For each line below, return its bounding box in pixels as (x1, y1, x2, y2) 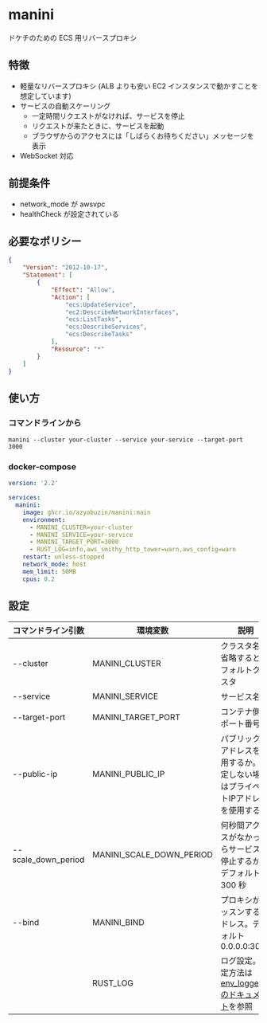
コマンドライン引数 (12, 625, 85, 636)
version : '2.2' (8, 480, 59, 488)
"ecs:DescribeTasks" (64, 331, 133, 339)
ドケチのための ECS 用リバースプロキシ (8, 33, 137, 42)
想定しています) (19, 91, 72, 100)
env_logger (220, 978, 262, 989)
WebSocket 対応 (19, 151, 74, 160)
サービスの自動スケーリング (19, 101, 111, 111)
